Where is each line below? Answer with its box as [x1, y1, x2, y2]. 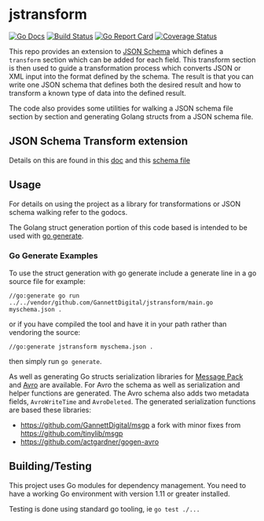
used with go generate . [9, 231, 84, 240]
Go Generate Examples [9, 250, 98, 261]
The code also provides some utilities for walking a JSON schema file [9, 104, 234, 113]
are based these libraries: [9, 405, 92, 414]
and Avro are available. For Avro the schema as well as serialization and [9, 380, 240, 389]
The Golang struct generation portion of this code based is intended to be [9, 222, 248, 232]
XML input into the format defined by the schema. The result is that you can [9, 71, 254, 81]
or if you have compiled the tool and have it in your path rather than [9, 319, 227, 329]
